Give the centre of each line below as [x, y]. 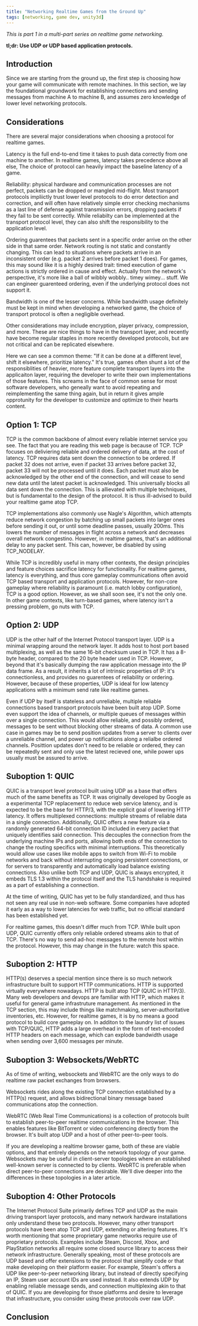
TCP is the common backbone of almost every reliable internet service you [97, 439]
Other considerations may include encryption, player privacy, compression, [97, 325]
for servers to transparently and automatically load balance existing [88, 866]
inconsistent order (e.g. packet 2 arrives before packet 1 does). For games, [97, 259]
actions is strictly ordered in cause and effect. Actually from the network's [96, 271]
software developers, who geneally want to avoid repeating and [83, 388]
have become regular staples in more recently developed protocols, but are [98, 338]
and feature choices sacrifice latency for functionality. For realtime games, [96, 569]
